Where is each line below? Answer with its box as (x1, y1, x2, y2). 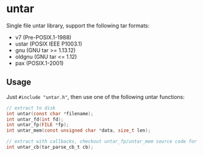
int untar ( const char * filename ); (6, 110, 94, 117)
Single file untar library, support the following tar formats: (6, 22, 150, 29)
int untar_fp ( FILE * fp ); (6, 122, 69, 128)
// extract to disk (6, 105, 56, 111)
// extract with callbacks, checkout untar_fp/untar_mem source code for (6, 138, 198, 144)
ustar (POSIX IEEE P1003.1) (15, 40, 83, 47)
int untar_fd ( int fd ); (6, 116, 64, 123)
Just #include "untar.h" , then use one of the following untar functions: (6, 93, 185, 100)
